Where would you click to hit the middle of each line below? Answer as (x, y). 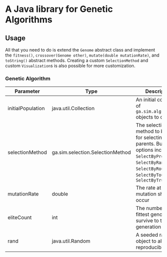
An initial (146, 100)
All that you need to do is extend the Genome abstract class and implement (80, 50)
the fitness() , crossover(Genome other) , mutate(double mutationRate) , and (83, 55)
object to (146, 241)
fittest (143, 214)
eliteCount (20, 218)
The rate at (149, 188)
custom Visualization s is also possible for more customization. (70, 66)
